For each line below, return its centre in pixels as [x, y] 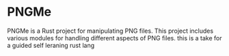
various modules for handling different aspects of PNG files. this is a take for [114, 38]
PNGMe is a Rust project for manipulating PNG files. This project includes [110, 31]
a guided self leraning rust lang [51, 45]
